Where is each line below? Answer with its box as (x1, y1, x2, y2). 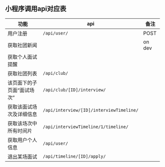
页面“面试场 (7, 87, 35, 94)
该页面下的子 (7, 79, 38, 86)
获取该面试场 (7, 103, 38, 110)
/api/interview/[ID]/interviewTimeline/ (43, 107, 139, 113)
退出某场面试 (7, 153, 38, 160)
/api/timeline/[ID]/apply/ (43, 153, 106, 159)
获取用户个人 (7, 136, 38, 143)
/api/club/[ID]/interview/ (43, 87, 106, 93)
